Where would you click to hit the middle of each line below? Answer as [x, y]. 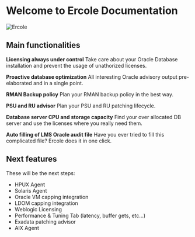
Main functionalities [43, 45]
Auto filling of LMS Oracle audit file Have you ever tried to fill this [85, 134]
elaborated [19, 83]
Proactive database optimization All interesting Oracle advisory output [92, 76]
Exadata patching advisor [45, 222]
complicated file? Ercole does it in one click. [59, 141]
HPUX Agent [30, 184]
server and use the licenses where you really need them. [74, 123]
